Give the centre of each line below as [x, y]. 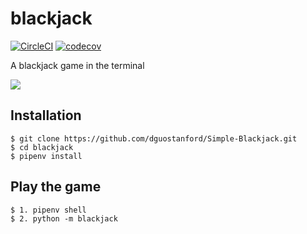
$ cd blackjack [42, 147]
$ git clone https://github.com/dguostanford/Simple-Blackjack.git [154, 138]
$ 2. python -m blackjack [64, 218]
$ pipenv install [46, 156]
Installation [46, 115]
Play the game [56, 187]
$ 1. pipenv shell [48, 210]
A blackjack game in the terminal [77, 65]
